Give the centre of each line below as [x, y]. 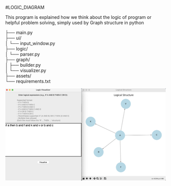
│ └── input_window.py [30, 43]
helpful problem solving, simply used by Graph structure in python [75, 23]
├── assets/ [18, 76]
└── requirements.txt [28, 81]
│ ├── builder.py [23, 65]
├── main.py [19, 32]
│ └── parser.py [23, 54]
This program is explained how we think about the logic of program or [78, 17]
